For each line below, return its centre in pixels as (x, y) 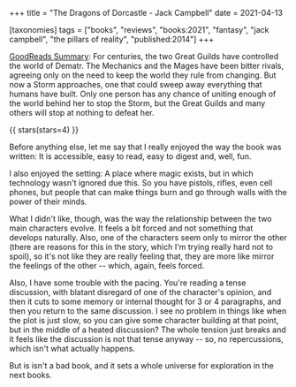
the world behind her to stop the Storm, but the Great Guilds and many (137, 103)
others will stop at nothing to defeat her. (82, 113)
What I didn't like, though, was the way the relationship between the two (140, 219)
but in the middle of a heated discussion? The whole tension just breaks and (148, 330)
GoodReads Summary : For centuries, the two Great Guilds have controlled (144, 56)
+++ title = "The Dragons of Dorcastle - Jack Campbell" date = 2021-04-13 (146, 13)
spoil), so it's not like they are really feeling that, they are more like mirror (142, 256)
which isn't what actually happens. (72, 349)
